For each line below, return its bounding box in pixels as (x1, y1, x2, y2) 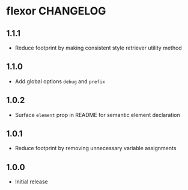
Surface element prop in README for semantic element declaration (14, 111, 180, 118)
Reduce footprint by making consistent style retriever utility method (14, 44, 182, 51)
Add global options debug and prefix (14, 77, 106, 85)
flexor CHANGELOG (6, 4, 106, 18)
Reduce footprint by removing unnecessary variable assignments (14, 145, 177, 152)
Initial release (14, 178, 48, 185)
